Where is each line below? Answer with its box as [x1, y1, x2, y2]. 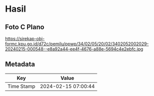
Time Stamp [7, 83, 36, 90]
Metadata [5, 60, 35, 69]
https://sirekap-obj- [5, 36, 45, 41]
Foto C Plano [5, 23, 44, 31]
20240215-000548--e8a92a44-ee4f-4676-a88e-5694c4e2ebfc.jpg [5, 46, 143, 52]
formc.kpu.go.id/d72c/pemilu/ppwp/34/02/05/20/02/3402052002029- [5, 41, 149, 47]
